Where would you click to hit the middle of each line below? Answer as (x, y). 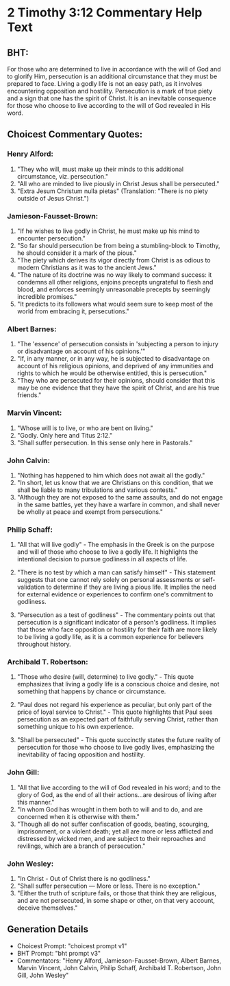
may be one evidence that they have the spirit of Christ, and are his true (118, 388)
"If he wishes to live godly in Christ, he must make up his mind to (108, 231)
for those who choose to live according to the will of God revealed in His (109, 105)
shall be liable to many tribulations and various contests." (97, 490)
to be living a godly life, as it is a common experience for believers (110, 637)
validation (31, 587)
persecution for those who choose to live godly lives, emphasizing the (116, 748)
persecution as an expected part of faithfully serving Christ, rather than (117, 719)
